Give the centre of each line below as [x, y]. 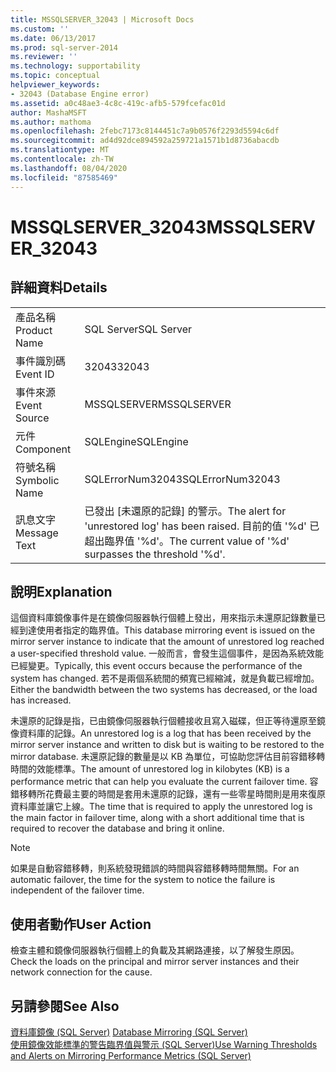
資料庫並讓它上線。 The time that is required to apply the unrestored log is [161, 807]
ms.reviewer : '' [44, 57]
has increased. [41, 700]
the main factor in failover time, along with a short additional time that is [157, 818]
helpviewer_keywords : [55, 85]
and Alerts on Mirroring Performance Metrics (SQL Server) [131, 1055]
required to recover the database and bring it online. [117, 828]
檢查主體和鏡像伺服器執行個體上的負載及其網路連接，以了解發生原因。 [155, 950]
